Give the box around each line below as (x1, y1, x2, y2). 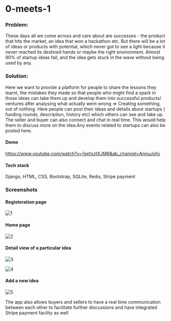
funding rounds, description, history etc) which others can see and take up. (5, 111, 164, 117)
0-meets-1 (5, 3, 51, 15)
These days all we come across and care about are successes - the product (5, 33, 165, 39)
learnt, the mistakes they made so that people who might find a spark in (5, 90, 156, 96)
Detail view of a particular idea (5, 245, 71, 251)
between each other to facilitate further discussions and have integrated (5, 304, 157, 310)
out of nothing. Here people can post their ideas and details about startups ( (5, 105, 165, 112)
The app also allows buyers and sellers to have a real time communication (5, 299, 161, 305)
